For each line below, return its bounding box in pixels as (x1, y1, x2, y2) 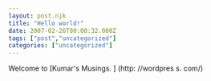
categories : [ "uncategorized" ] (8, 42, 113, 50)
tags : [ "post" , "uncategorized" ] (8, 34, 116, 43)
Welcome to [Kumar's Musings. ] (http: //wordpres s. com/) (8, 63, 204, 73)
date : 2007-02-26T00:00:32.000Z (8, 26, 116, 34)
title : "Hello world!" (8, 19, 84, 27)
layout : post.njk (8, 11, 67, 20)
